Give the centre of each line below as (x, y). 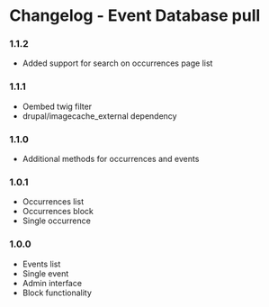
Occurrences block (58, 212)
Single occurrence (57, 221)
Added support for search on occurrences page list (117, 63)
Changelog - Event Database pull (135, 16)
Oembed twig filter (57, 106)
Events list (41, 264)
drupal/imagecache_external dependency (99, 116)
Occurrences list (53, 202)
